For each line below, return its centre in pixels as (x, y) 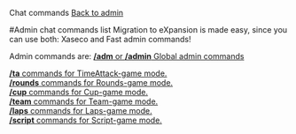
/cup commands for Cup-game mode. (79, 92)
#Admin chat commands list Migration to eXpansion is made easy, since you (148, 30)
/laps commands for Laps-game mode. (81, 111)
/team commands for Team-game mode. (84, 101)
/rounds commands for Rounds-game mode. (91, 82)
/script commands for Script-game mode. (86, 120)
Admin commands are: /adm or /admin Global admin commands (127, 56)
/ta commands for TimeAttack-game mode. (88, 73)
